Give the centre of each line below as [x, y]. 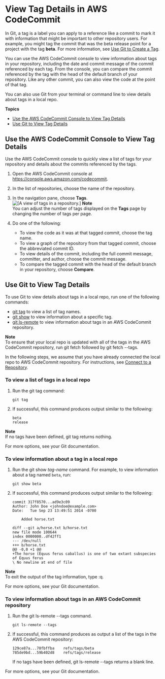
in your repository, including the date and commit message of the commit [80, 64]
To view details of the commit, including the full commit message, [86, 254]
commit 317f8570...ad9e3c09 [41, 502]
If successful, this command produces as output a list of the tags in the [84, 634]
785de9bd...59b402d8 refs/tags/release [56, 653]
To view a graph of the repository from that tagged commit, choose [88, 243]
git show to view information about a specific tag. [62, 317]
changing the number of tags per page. [52, 213]
